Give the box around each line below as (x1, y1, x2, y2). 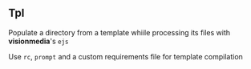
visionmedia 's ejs (8, 36, 70, 46)
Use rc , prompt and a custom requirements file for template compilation (8, 51, 243, 61)
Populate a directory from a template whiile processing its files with (8, 27, 231, 37)
